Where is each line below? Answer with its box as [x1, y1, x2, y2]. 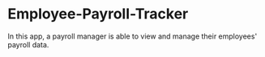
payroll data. [7, 39, 49, 49]
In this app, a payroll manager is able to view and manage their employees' [7, 31, 258, 41]
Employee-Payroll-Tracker [7, 5, 189, 23]
